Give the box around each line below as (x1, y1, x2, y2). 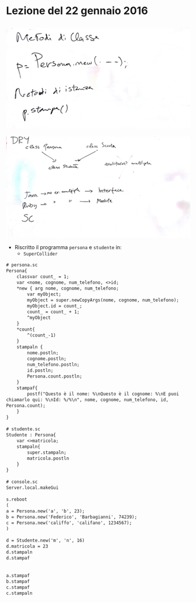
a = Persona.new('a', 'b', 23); (6, 508, 85, 514)
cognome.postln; (27, 356, 67, 362)
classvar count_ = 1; (16, 274, 69, 280)
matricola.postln (27, 455, 69, 461)
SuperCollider (23, 251, 58, 257)
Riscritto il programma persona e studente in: (14, 244, 122, 251)
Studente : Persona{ (6, 432, 57, 438)
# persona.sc (6, 262, 38, 268)
